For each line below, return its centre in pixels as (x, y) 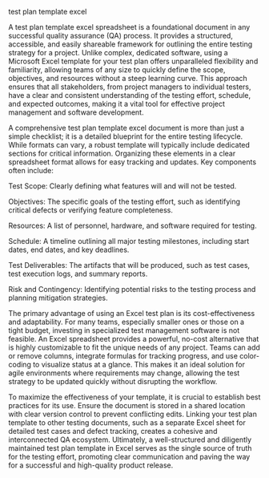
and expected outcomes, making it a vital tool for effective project (117, 104)
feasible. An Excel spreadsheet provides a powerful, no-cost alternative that (134, 339)
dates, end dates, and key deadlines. (69, 249)
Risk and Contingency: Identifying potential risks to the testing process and (132, 289)
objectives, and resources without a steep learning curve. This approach (128, 78)
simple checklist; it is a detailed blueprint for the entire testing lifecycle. (126, 136)
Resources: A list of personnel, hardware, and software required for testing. (133, 225)
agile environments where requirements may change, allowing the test (124, 373)
